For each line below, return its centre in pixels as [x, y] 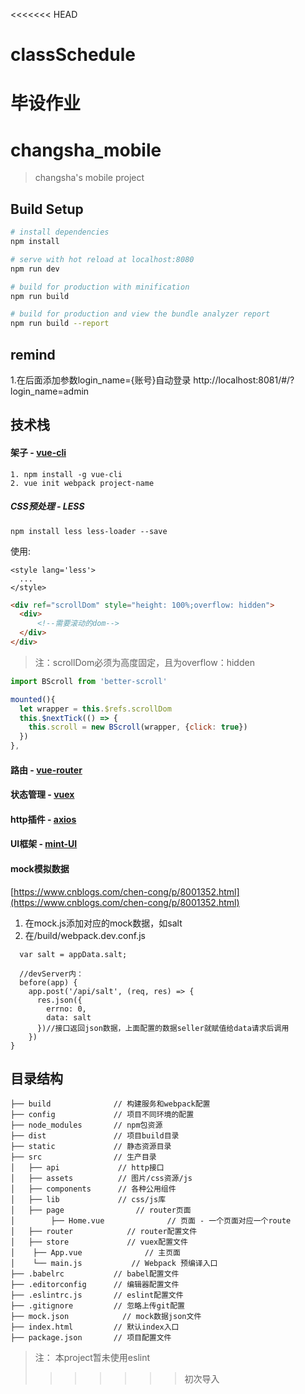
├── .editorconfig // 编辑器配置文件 [95, 1285]
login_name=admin [50, 391]
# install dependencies [60, 232]
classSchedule [73, 55]
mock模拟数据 [40, 868]
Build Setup [47, 209]
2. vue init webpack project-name [82, 483]
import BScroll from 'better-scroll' [89, 681]
